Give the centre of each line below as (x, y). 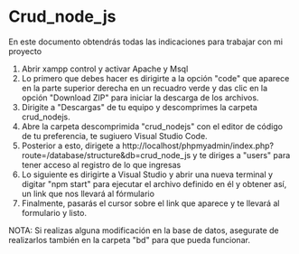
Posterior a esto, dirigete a (71, 146)
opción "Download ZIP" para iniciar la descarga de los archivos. (140, 98)
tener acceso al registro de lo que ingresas (101, 165)
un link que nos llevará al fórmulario (88, 193)
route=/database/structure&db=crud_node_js (106, 155)
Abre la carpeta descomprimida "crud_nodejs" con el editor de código (152, 126)
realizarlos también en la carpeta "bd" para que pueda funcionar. (129, 240)
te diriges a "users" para (245, 155)
